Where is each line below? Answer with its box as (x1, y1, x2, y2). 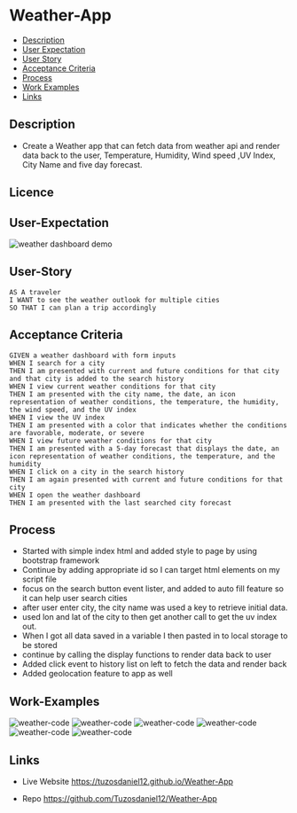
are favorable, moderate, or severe (9, 428, 145, 437)
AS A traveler (9, 287, 62, 297)
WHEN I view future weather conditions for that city (9, 436, 213, 445)
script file (21, 574, 58, 585)
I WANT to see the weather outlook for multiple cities (9, 295, 220, 304)
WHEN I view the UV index (9, 413, 105, 422)
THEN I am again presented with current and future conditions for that (9, 475, 284, 484)
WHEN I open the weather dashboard (9, 490, 141, 499)
